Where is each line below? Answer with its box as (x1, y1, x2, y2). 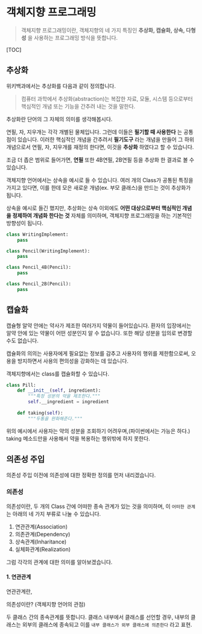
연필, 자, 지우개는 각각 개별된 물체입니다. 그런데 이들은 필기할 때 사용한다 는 (6, 128, 183, 136)
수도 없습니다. (6, 337, 39, 344)
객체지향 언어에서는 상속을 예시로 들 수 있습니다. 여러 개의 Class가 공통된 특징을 (6, 176, 194, 184)
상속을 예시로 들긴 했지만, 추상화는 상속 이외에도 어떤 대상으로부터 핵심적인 (6, 204, 181, 212)
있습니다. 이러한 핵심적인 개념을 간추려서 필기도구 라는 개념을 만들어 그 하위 (17, 136, 195, 143)
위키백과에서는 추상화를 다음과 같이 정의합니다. (6, 82, 116, 89)
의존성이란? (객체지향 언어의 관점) (6, 601, 86, 607)
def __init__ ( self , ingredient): (17, 388, 101, 394)
